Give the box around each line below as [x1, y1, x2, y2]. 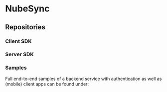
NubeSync [5, 3, 50, 14]
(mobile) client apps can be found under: [5, 81, 89, 87]
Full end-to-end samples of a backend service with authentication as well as [5, 76, 162, 82]
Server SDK [5, 51, 34, 58]
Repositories [5, 23, 46, 31]
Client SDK [5, 38, 32, 45]
